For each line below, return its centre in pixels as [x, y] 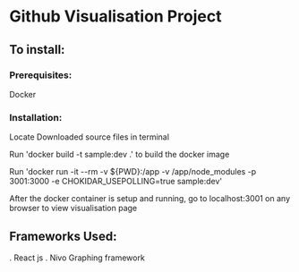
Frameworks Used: [63, 236]
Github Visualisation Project [115, 17]
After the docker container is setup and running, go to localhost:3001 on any [150, 199]
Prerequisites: [41, 75]
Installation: [36, 117]
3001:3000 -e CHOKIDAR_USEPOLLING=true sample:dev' [116, 182]
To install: [37, 50]
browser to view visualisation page [73, 208]
